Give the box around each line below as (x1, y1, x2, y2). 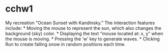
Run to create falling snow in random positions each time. (5, 41, 126, 47)
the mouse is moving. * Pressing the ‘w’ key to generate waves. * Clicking (5, 36, 160, 42)
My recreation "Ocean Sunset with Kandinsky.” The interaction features (5, 20, 155, 26)
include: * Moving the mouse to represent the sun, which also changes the (5, 25, 161, 31)
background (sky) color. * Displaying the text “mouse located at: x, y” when (5, 30, 163, 36)
